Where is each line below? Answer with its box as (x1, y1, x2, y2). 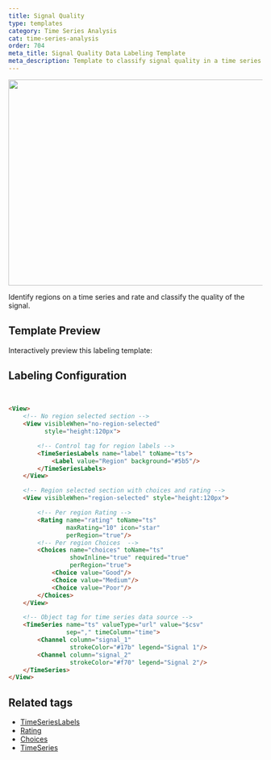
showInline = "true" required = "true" (69, 554, 190, 562)
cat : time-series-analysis (8, 34, 99, 43)
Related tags (8, 695, 73, 709)
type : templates (8, 19, 63, 27)
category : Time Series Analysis (8, 27, 117, 35)
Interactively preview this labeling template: (8, 345, 153, 355)
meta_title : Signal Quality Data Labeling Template (8, 49, 186, 57)
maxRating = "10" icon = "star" (65, 523, 161, 531)
